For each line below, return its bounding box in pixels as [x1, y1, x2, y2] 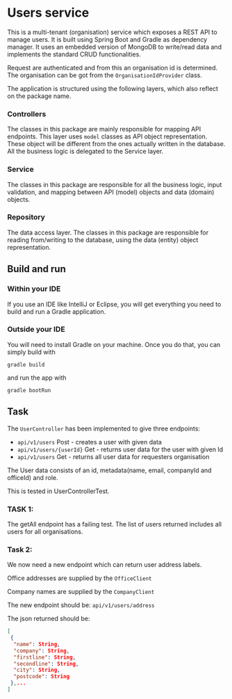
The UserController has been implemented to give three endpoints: [7, 424, 200, 433]
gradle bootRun [7, 387, 51, 394]
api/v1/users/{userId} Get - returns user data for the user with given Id [17, 445, 224, 453]
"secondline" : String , [13, 660, 79, 667]
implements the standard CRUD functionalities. [7, 50, 141, 58]
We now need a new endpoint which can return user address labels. [7, 561, 202, 569]
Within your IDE [7, 284, 61, 294]
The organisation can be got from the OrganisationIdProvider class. [7, 71, 203, 79]
